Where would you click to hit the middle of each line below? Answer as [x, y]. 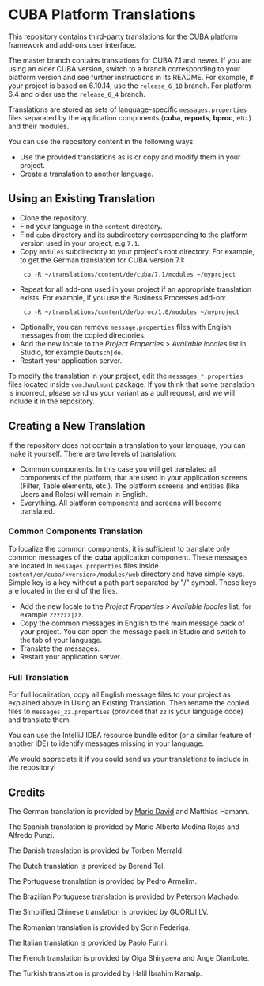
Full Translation [38, 677]
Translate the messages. [60, 648]
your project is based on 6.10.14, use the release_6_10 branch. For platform [130, 86]
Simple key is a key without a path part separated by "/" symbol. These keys [132, 582]
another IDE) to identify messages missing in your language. [106, 743]
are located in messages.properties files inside [84, 565]
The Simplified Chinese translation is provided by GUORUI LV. [108, 911]
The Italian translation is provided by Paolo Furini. [89, 942]
